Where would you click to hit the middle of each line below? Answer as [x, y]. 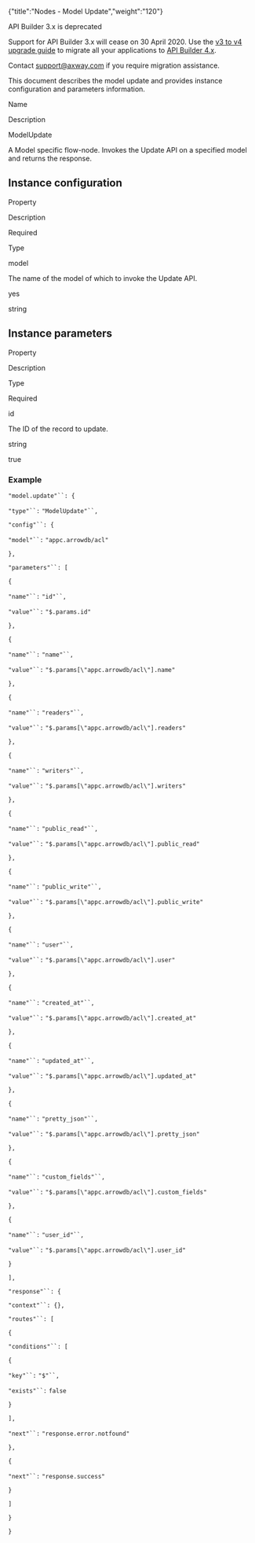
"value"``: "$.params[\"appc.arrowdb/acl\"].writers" [97, 786]
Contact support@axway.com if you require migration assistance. [114, 65]
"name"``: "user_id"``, [46, 1235]
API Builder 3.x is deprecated [55, 26]
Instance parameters [60, 334]
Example [25, 479]
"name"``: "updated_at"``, [51, 1061]
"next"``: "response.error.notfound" [69, 1434]
